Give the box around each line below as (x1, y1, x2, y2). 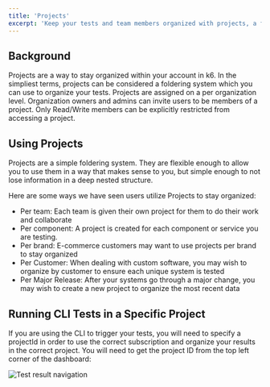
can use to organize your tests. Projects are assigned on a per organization (8, 88, 257, 98)
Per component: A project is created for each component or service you (19, 223, 259, 234)
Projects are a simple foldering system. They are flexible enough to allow (8, 158, 249, 168)
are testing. (19, 232, 58, 242)
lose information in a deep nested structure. (8, 175, 153, 185)
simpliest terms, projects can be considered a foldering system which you (8, 79, 253, 89)
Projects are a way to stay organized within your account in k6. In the (8, 70, 237, 81)
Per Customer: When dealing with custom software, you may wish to (19, 258, 247, 268)
